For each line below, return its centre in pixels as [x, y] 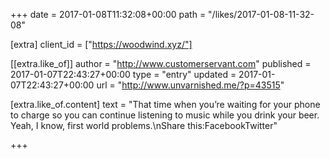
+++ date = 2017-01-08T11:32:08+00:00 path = [108, 14]
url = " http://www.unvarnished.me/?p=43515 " [190, 85]
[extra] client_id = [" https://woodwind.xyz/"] [101, 44]
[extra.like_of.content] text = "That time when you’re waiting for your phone [165, 104]
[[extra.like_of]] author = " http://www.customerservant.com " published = [161, 63]
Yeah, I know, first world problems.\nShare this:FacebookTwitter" [144, 125]
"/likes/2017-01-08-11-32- [261, 14]
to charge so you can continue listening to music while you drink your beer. [165, 115]
